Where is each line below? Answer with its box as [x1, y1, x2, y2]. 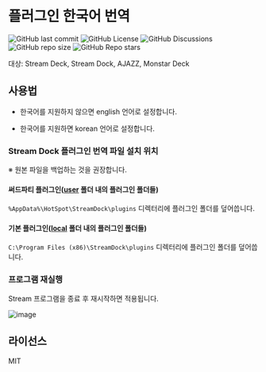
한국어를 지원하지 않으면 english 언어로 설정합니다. [19, 106, 177, 116]
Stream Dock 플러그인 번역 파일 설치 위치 [8, 145, 159, 156]
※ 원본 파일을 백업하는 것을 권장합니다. [8, 165, 127, 174]
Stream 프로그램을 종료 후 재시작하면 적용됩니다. [8, 293, 159, 303]
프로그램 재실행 [8, 274, 64, 286]
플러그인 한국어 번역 [8, 7, 131, 25]
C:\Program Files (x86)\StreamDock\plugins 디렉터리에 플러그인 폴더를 [8, 243, 237, 252]
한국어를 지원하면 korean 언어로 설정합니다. [19, 124, 155, 133]
